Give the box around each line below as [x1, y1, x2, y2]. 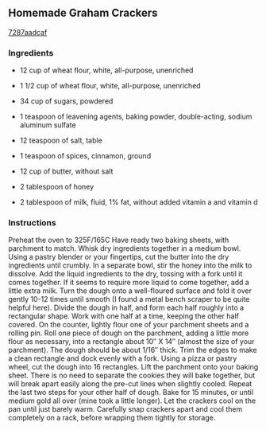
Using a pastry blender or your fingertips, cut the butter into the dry [8, 252, 229, 262]
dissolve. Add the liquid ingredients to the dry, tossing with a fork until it [8, 269, 243, 279]
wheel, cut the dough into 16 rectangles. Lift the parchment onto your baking [8, 362, 259, 372]
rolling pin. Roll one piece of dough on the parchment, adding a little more [8, 328, 249, 338]
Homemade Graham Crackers [8, 6, 158, 20]
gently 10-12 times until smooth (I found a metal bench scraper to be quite [8, 295, 250, 304]
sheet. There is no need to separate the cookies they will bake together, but [8, 370, 256, 381]
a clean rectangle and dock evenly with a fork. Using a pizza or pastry [8, 354, 237, 363]
